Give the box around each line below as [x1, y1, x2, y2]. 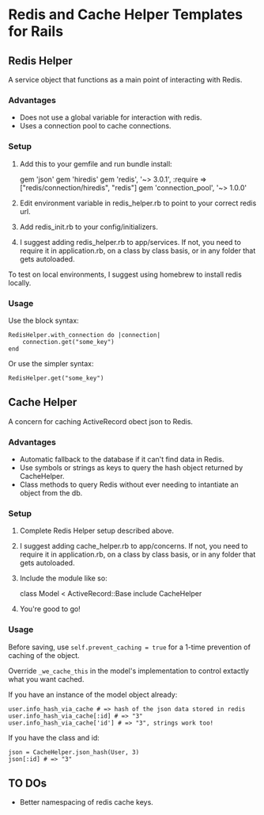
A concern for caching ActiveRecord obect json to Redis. [8, 416, 194, 426]
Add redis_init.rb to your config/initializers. [19, 222, 158, 231]
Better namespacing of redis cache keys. [19, 798, 154, 807]
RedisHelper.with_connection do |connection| [8, 331, 160, 339]
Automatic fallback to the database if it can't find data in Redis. [19, 454, 224, 464]
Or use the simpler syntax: [8, 358, 94, 368]
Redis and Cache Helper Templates [8, 6, 243, 24]
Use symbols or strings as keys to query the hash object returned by [19, 463, 243, 473]
